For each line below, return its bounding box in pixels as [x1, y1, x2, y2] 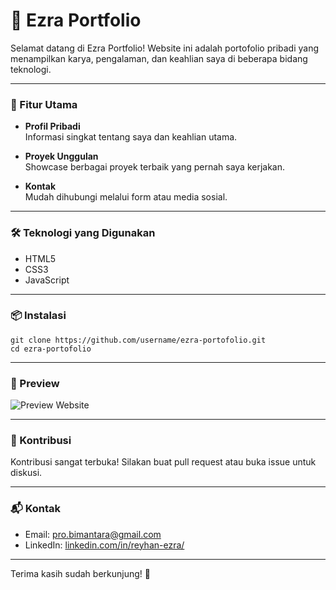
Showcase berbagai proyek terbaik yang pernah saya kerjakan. [24, 161, 286, 173]
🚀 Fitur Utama [10, 97, 78, 111]
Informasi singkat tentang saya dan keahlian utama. [24, 131, 238, 143]
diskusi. [10, 467, 43, 479]
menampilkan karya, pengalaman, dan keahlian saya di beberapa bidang [10, 52, 308, 64]
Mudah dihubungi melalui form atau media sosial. [24, 191, 228, 203]
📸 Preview [10, 376, 60, 390]
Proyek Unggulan [24, 150, 99, 163]
